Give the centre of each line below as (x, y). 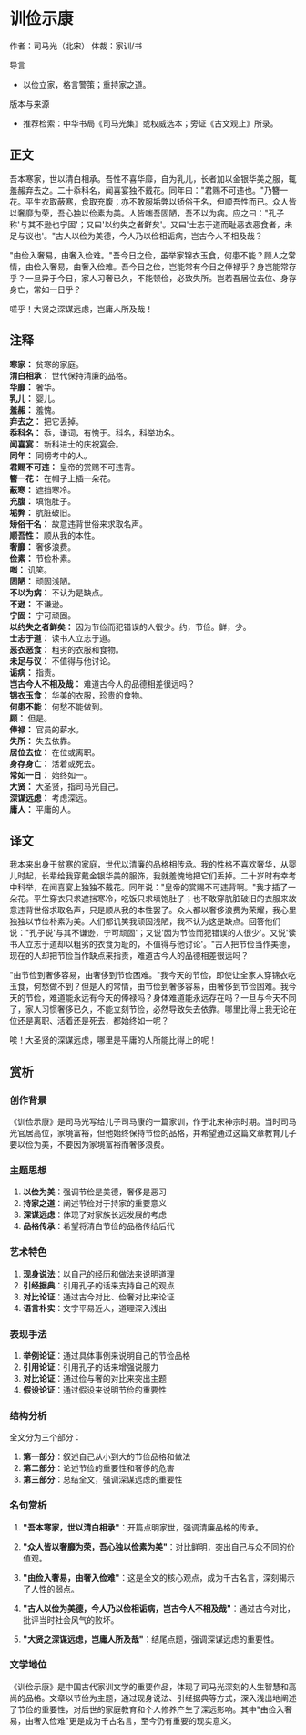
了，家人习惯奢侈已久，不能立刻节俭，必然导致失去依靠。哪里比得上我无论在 (153, 1009)
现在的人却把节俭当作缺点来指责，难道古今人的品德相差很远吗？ (129, 956)
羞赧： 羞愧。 (35, 410)
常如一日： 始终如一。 (51, 775)
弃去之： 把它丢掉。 (46, 421)
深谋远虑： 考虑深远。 (51, 798)
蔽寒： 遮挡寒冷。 (42, 489)
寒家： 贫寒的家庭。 (46, 364)
